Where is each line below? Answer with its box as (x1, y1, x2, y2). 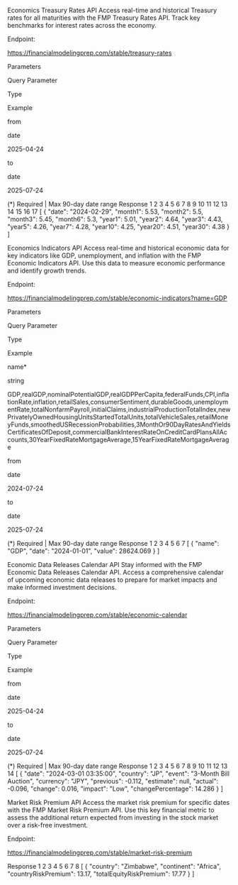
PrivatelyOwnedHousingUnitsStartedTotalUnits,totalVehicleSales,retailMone (7, 413, 229, 421)
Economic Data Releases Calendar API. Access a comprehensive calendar (7, 568, 225, 576)
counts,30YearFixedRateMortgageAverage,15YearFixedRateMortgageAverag (7, 436, 229, 444)
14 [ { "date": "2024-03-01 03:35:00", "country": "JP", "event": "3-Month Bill (7, 769, 230, 778)
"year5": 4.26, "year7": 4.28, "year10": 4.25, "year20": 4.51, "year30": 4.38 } (7, 223, 230, 231)
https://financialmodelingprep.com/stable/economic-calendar (7, 610, 188, 619)
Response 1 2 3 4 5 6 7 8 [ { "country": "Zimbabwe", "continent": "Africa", (7, 862, 222, 870)
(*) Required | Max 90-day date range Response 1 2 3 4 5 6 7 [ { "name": (7, 539, 220, 547)
